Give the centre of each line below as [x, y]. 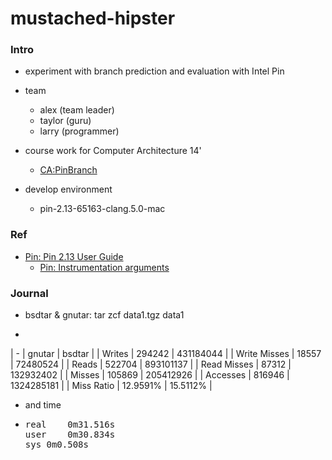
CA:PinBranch [68, 170]
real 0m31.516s [70, 425]
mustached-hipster [93, 18]
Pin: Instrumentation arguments [104, 267]
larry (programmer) [79, 131]
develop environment [68, 189]
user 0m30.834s [70, 435]
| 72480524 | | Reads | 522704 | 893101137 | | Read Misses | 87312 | [151, 364]
